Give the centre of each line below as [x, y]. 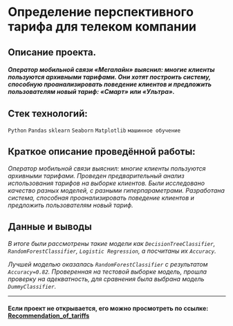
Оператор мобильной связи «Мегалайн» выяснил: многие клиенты [111, 70]
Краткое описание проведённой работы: [102, 152]
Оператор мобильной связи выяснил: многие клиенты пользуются [107, 168]
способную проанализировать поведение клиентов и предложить [110, 84]
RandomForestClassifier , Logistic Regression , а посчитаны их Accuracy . [112, 251]
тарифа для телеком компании [102, 27]
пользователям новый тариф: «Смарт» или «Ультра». [91, 92]
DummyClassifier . [32, 286]
